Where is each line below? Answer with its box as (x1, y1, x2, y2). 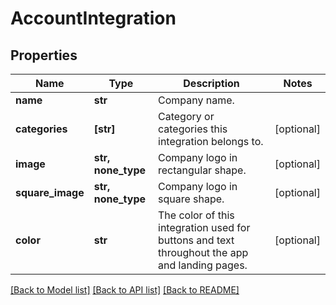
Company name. (158, 93, 235, 107)
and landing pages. (158, 258, 248, 272)
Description (183, 77, 240, 90)
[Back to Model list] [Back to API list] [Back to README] (10, 284, 240, 296)
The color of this (158, 208, 235, 222)
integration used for (158, 221, 251, 234)
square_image (15, 186, 85, 199)
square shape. (158, 192, 225, 206)
